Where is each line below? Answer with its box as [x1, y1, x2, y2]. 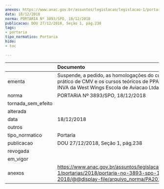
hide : [5, 39, 16, 44]
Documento [57, 63, 85, 70]
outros [7, 124, 23, 130]
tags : [5, 25, 16, 30]
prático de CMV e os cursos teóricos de [57, 78, 149, 84]
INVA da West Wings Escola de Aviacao [57, 84, 148, 91]
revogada [7, 147, 29, 154]
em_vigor [7, 155, 28, 162]
